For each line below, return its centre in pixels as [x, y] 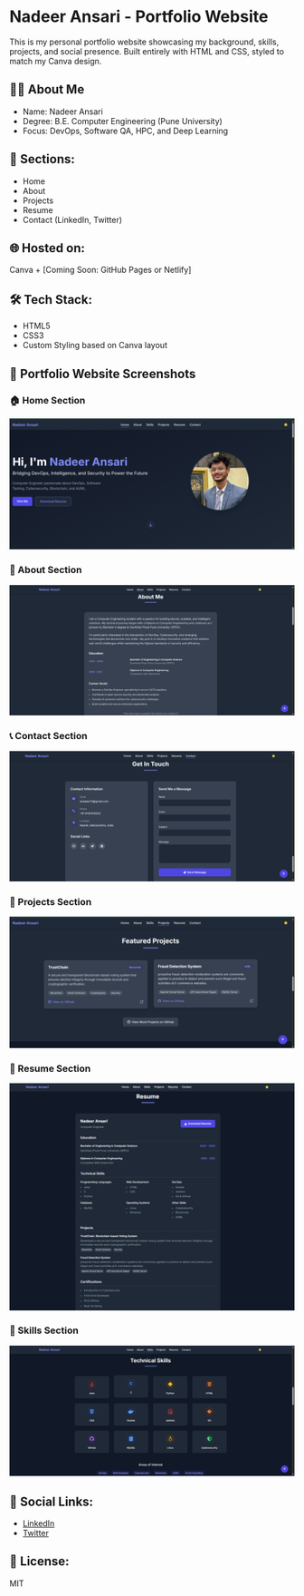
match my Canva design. [56, 61]
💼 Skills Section [44, 1330]
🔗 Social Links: [51, 1501]
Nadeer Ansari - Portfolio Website [139, 17]
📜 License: [39, 1562]
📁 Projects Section [51, 901]
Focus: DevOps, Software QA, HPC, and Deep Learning [125, 131]
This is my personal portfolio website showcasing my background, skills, [144, 42]
